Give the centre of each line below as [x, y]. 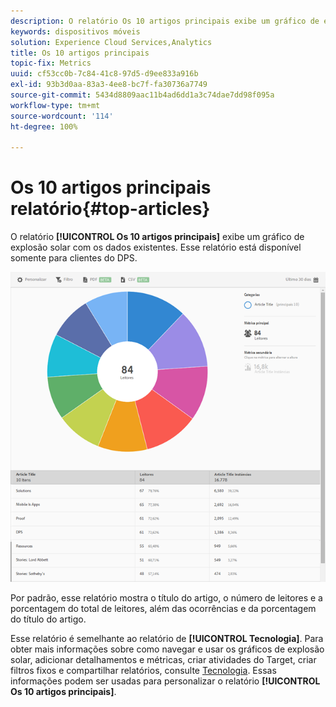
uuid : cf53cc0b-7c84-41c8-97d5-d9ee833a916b [104, 74]
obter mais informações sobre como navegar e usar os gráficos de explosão [167, 649]
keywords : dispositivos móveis [75, 31]
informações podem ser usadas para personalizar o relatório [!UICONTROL [165, 681]
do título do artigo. [48, 619]
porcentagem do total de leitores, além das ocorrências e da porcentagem [163, 609]
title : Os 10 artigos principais [80, 53]
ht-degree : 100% [44, 126]
